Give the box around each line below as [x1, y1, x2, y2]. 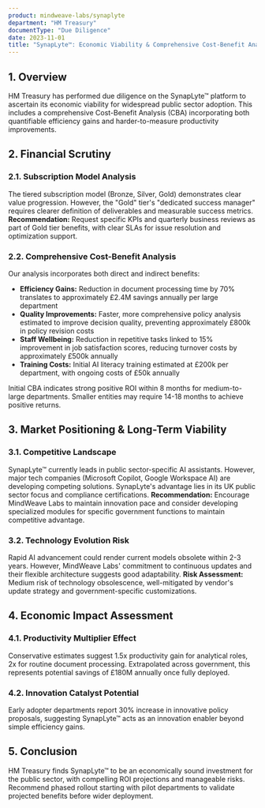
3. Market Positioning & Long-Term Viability [8, 423, 227, 437]
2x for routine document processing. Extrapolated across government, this [8, 659, 251, 668]
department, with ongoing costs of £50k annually [19, 368, 180, 378]
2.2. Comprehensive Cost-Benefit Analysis [8, 250, 177, 261]
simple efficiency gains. [8, 722, 85, 731]
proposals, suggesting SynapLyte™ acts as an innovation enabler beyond [8, 713, 244, 723]
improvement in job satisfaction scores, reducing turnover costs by [19, 343, 238, 352]
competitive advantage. [8, 515, 85, 524]
